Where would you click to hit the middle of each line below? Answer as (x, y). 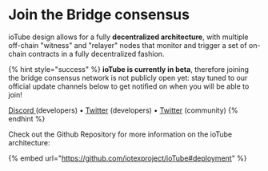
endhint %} (27, 118)
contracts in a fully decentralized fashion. (96, 54)
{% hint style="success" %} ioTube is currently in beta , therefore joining (129, 69)
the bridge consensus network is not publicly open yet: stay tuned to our (128, 78)
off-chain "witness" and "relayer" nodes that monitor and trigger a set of (128, 45)
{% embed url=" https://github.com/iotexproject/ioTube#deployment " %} (128, 158)
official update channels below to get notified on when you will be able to (129, 86)
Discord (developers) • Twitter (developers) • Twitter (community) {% (123, 110)
